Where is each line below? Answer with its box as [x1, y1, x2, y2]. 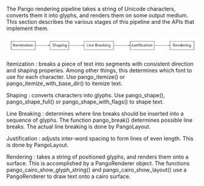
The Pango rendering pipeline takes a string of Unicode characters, [6, 6, 176, 12]
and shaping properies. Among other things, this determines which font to [6, 67, 192, 74]
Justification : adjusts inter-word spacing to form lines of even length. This [6, 135, 194, 143]
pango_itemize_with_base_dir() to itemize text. [6, 80, 123, 87]
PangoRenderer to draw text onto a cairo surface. [6, 173, 131, 180]
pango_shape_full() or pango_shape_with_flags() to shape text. [6, 98, 164, 106]
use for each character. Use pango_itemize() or [6, 73, 125, 81]
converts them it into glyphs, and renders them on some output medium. [6, 12, 189, 19]
